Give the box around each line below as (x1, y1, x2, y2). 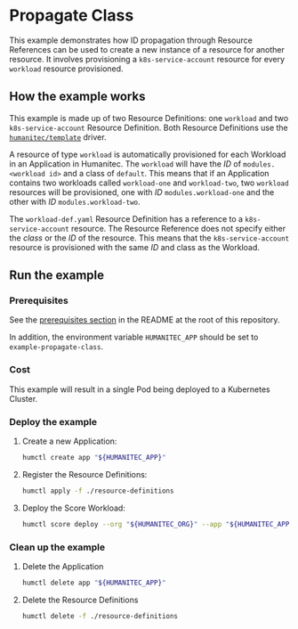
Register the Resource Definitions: (21, 469, 148, 479)
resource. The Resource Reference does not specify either (70, 223, 286, 233)
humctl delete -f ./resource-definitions (21, 611, 179, 620)
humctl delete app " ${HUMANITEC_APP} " (21, 578, 166, 587)
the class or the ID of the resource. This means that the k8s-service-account (9, 233, 290, 243)
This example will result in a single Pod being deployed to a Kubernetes (9, 384, 270, 395)
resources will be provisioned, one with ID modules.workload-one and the (9, 186, 275, 197)
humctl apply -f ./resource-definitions (21, 486, 174, 495)
